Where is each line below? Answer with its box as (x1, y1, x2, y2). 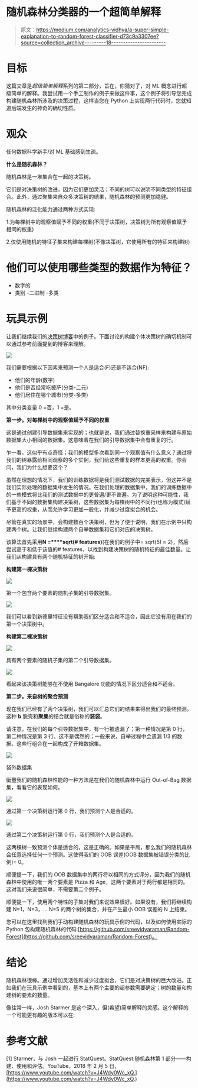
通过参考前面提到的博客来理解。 (11, 340, 89, 347)
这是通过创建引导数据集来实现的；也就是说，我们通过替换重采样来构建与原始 (6, 429, 192, 436)
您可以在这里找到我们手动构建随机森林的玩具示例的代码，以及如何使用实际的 (6, 918, 192, 925)
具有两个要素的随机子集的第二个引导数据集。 (6, 656, 115, 663)
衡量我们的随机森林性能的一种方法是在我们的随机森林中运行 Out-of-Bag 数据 (6, 776, 192, 783)
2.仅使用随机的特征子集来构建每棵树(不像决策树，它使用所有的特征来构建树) (6, 238, 190, 245)
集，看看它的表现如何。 (6, 783, 63, 791)
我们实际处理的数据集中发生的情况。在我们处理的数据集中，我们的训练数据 (6, 483, 187, 491)
